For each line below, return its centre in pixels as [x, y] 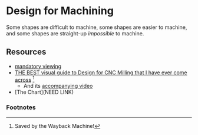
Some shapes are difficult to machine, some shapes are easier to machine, [97, 27]
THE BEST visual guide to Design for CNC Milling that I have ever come [101, 73]
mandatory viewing [38, 66]
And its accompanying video [58, 86]
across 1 [24, 79]
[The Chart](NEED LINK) [44, 92]
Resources [26, 52]
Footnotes [21, 107]
